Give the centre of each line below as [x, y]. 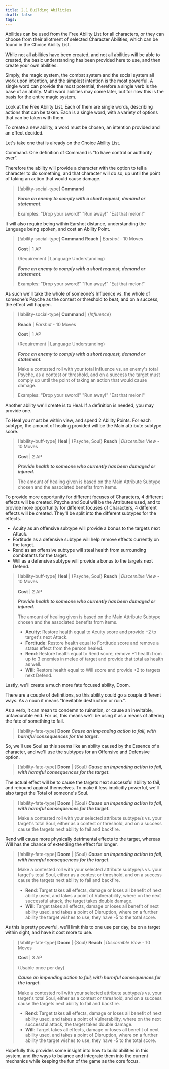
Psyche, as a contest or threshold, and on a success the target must [89, 375]
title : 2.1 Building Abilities [38, 10]
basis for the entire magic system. [41, 97]
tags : [11, 19]
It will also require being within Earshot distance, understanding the [76, 224]
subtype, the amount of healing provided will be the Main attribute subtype [83, 426]
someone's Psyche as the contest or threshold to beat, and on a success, [82, 299]
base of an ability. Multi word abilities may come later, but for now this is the [84, 92]
